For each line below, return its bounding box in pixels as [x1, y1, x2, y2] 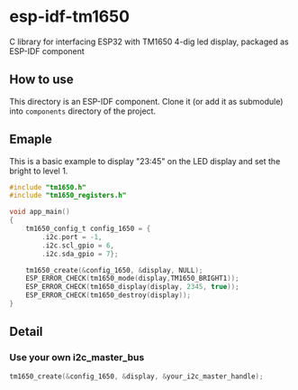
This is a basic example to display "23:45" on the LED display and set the [9, 155, 281, 166]
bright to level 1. [9, 165, 68, 176]
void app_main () [9, 208, 70, 217]
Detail [9, 324, 43, 339]
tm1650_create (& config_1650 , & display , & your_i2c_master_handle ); [9, 372, 264, 381]
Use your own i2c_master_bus [9, 351, 145, 364]
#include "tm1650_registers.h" [9, 191, 127, 200]
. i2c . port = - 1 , [41, 232, 103, 241]
